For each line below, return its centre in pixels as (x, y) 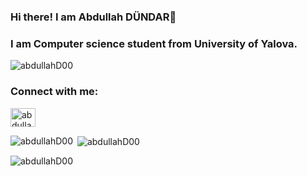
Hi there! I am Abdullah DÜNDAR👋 (93, 17)
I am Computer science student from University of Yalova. (154, 43)
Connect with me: (54, 92)
